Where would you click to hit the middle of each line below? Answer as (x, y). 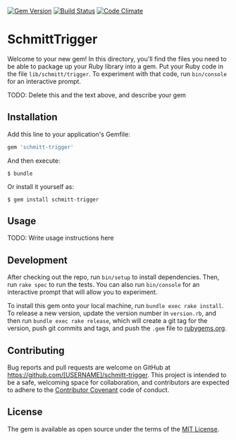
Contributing (36, 350)
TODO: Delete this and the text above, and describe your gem (97, 94)
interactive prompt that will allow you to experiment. (82, 292)
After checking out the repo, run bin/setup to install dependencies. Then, (113, 277)
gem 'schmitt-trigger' (41, 147)
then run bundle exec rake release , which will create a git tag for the (107, 321)
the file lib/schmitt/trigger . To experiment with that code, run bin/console (117, 73)
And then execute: (34, 160)
